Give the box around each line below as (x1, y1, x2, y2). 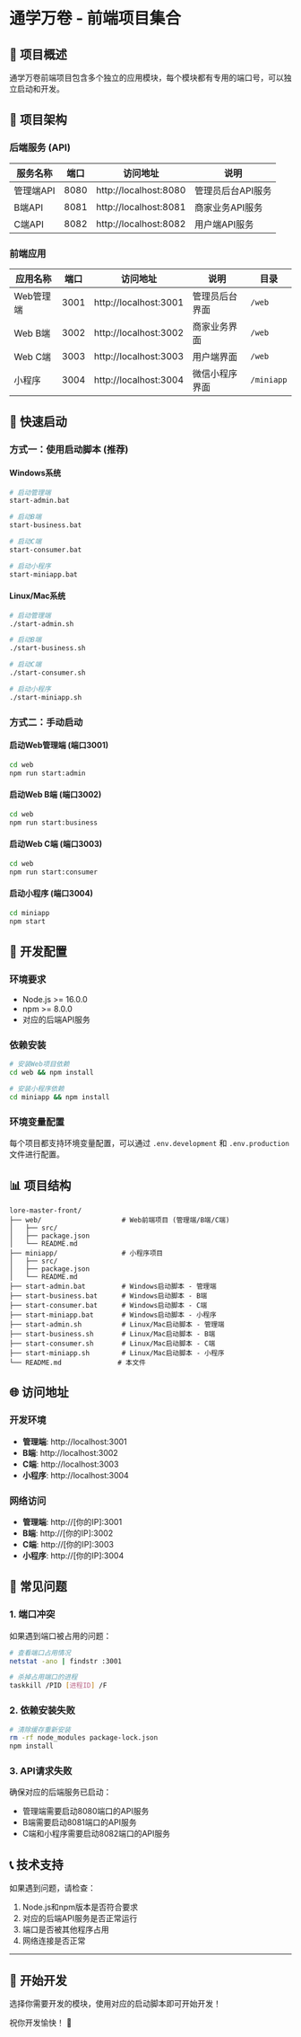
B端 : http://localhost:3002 (21, 1447, 118, 1458)
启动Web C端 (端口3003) (9, 839, 103, 850)
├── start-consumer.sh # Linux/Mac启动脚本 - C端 (9, 1339, 216, 1348)
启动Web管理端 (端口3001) (9, 740, 109, 751)
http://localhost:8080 (96, 183, 186, 196)
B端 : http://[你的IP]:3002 (21, 1528, 114, 1539)
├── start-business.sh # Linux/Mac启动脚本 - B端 (9, 1330, 216, 1339)
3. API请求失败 (9, 1765, 73, 1777)
